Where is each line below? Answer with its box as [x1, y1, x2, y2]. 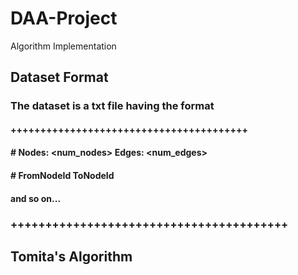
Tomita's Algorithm [10, 248, 133, 265]
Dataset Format [10, 69, 109, 86]
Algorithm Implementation [10, 40, 117, 52]
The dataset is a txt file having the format [10, 99, 215, 113]
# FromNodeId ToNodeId [10, 170, 115, 182]
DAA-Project [10, 7, 118, 30]
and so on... [10, 192, 62, 204]
